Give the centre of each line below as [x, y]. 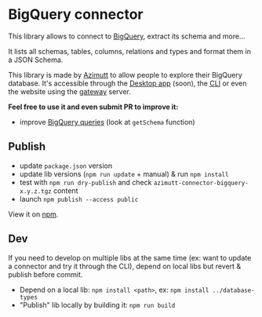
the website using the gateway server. [69, 91]
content [66, 191]
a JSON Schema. [36, 60]
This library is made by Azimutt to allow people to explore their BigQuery [126, 75]
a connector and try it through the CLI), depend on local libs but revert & [125, 266]
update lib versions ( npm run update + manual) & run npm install [124, 173]
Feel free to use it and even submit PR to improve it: [93, 107]
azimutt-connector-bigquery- [201, 183]
